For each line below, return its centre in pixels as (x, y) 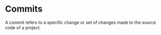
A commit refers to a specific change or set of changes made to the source (80, 22)
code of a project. (23, 27)
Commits (24, 9)
